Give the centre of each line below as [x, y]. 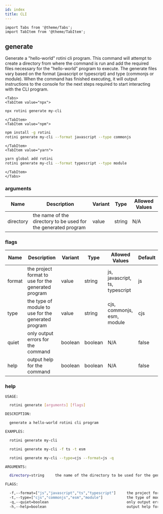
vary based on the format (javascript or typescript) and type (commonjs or [80, 74]
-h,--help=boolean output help [80, 507]
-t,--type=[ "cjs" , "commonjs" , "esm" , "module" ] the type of [80, 498]
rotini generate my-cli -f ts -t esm [48, 449]
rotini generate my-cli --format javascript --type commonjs [68, 137]
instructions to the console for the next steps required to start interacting [78, 84]
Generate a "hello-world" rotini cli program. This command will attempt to [78, 58]
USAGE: [12, 396]
